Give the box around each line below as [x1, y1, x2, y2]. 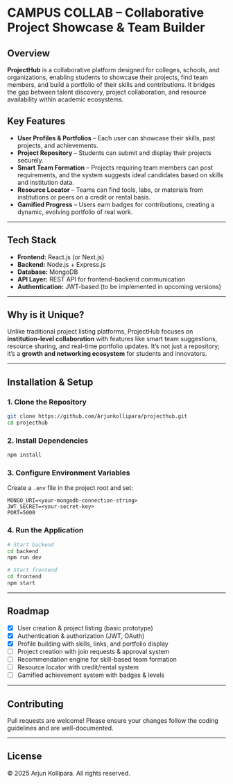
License [7, 751, 42, 762]
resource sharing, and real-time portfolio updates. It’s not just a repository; [7, 342, 221, 350]
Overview [7, 47, 51, 59]
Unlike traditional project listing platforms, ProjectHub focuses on [7, 327, 193, 336]
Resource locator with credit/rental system [17, 663, 139, 671]
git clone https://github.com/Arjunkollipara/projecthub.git [7, 413, 188, 420]
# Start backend [7, 541, 54, 548]
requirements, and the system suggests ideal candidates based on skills [17, 170, 224, 179]
